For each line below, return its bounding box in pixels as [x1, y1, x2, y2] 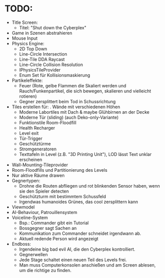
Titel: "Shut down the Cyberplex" [19, 24, 87, 30]
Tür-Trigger [19, 135, 42, 141]
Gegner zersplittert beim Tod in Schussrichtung [19, 98, 116, 104]
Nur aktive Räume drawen [11, 172, 65, 178]
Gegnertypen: [11, 177, 41, 184]
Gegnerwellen [19, 251, 48, 257]
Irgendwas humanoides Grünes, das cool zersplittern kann [19, 199, 138, 205]
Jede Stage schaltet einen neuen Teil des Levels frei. [19, 257, 127, 263]
